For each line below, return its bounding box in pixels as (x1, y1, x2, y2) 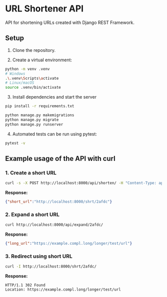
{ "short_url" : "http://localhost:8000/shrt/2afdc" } (5, 199, 112, 204)
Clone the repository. (12, 47, 56, 53)
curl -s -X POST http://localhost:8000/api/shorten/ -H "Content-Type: (5, 180, 157, 186)
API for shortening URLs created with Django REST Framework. (5, 19, 135, 25)
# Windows (5, 71, 26, 76)
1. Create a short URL (5, 169, 57, 176)
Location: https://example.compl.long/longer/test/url (5, 287, 121, 292)
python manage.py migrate (5, 117, 59, 122)
